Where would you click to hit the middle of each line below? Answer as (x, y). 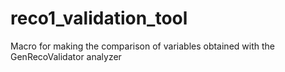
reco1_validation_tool (99, 18)
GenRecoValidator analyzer (66, 56)
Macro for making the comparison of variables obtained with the (142, 46)
